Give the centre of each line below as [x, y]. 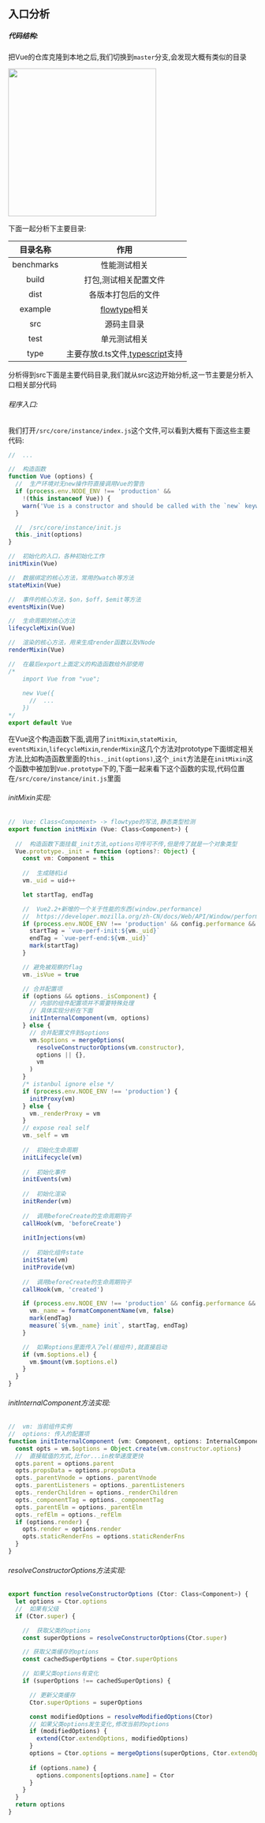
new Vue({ [39, 693]
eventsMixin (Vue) [37, 607]
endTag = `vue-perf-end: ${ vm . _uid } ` [89, 938]
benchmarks [35, 265]
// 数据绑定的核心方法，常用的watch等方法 [71, 578]
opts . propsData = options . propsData [75, 1471]
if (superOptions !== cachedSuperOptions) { [97, 1681]
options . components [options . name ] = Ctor [106, 1775]
